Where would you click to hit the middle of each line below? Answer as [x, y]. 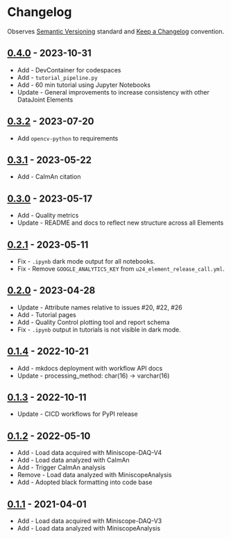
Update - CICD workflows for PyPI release [77, 414]
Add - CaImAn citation [49, 177]
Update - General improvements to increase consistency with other [113, 92]
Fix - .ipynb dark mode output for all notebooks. [86, 261]
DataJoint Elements [45, 99]
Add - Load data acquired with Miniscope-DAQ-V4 [89, 453]
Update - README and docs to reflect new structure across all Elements [120, 223]
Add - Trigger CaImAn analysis [61, 467]
